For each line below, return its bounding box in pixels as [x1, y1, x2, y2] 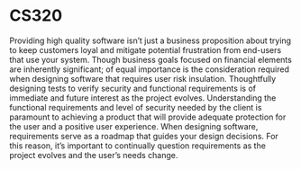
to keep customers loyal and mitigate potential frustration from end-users [9, 44, 282, 55]
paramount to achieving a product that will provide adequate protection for [9, 111, 287, 122]
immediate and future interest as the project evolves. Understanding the [9, 92, 277, 103]
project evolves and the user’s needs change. [9, 149, 178, 160]
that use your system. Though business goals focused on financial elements [9, 54, 293, 65]
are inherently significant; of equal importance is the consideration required [9, 64, 290, 75]
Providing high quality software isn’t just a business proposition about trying [9, 35, 291, 46]
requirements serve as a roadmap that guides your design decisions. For [9, 130, 279, 141]
